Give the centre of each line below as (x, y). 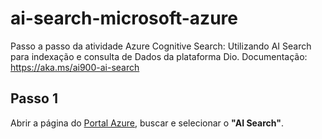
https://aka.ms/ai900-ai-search (75, 67)
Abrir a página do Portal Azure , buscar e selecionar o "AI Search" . (147, 123)
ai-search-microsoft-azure (124, 18)
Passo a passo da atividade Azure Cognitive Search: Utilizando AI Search (161, 46)
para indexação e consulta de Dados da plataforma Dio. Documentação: (159, 56)
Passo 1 (34, 98)
